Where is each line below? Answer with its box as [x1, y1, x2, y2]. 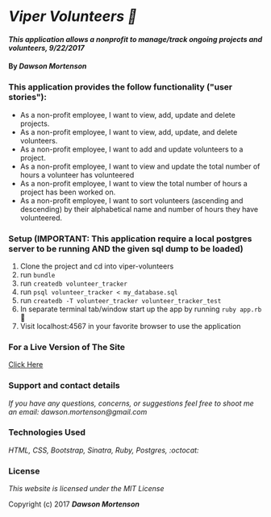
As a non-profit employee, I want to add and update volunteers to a [19, 144, 244, 154]
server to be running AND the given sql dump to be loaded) [8, 243, 244, 254]
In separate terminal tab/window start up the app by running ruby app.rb [19, 304, 262, 314]
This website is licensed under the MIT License [8, 484, 165, 494]
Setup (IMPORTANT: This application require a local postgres [8, 233, 252, 244]
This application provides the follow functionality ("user [8, 81, 233, 93]
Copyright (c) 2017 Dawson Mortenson [8, 499, 140, 509]
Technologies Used [8, 427, 86, 438]
